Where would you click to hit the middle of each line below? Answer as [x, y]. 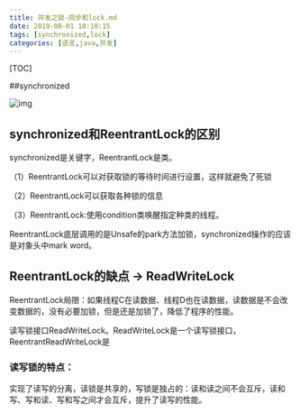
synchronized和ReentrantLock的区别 [115, 134]
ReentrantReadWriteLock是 [60, 341]
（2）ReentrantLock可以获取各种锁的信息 [86, 196]
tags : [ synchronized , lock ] [60, 34]
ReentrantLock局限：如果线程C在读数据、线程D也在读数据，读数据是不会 [145, 299]
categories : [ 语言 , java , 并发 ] [63, 43]
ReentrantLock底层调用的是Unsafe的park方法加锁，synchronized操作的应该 [150, 234]
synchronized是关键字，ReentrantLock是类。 [93, 158]
